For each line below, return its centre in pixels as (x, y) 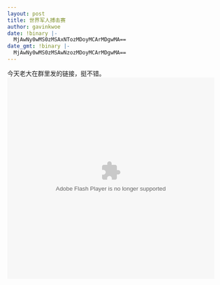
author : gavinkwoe (34, 27)
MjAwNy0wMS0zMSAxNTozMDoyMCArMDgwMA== (70, 40)
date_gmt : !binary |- (39, 46)
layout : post (26, 14)
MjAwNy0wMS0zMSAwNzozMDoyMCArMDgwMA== (70, 53)
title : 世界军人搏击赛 (37, 20)
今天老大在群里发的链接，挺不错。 (56, 73)
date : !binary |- (32, 33)
